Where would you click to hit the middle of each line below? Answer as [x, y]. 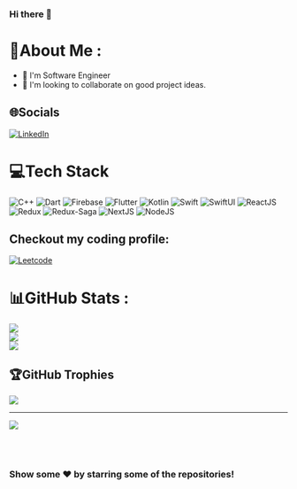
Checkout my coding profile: [89, 239]
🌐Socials [34, 113]
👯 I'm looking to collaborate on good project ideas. [114, 84]
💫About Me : [56, 51]
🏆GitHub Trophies [62, 374]
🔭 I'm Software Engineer [66, 75]
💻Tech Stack [59, 171]
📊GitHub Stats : [69, 298]
